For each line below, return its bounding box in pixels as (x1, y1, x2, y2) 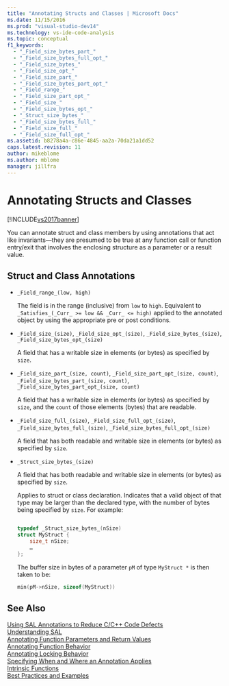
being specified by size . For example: (16, 506, 124, 514)
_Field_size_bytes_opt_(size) (16, 336, 104, 343)
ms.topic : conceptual (7, 36, 69, 42)
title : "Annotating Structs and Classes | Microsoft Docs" (7, 10, 179, 17)
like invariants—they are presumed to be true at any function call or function (7, 236, 221, 244)
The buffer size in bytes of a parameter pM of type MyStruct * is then (16, 563, 210, 571)
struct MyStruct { (16, 532, 70, 539)
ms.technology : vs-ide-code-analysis (7, 29, 115, 36)
